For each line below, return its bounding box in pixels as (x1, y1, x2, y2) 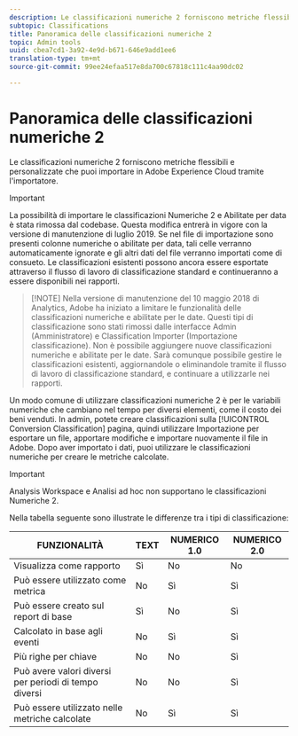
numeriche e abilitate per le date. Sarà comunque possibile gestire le (30, 349, 282, 360)
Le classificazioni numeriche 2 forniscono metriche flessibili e (9, 156, 235, 167)
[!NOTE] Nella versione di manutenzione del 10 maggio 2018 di (30, 293, 260, 303)
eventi (13, 636, 40, 648)
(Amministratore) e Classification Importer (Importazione (30, 330, 238, 341)
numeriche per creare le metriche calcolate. (9, 451, 169, 462)
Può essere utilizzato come (13, 574, 127, 586)
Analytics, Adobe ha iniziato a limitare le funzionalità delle (30, 302, 242, 313)
